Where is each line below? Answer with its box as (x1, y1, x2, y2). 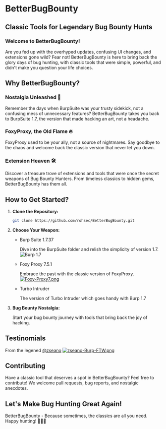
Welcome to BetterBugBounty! (5, 38, 80, 45)
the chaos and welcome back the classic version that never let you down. (5, 144, 155, 150)
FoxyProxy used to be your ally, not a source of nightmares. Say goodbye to (5, 139, 160, 145)
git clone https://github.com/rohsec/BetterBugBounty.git (12, 218, 135, 223)
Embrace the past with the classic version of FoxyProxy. (19, 271, 134, 277)
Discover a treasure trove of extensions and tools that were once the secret (5, 171, 160, 177)
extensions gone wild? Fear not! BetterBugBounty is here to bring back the (5, 54, 158, 60)
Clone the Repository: (12, 208, 58, 214)
